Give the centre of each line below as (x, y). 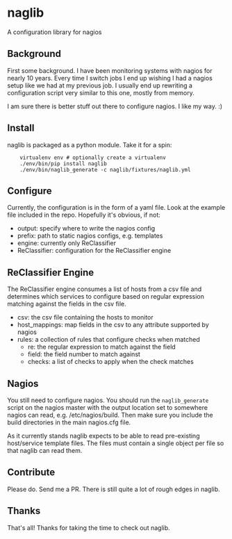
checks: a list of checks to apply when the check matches (111, 362)
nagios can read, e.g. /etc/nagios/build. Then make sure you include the (110, 415)
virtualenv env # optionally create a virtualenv (93, 158)
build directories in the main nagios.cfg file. (69, 422)
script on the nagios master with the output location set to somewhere (108, 407)
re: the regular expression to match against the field (101, 347)
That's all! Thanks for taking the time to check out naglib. (89, 528)
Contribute (31, 473)
